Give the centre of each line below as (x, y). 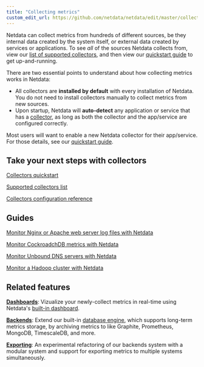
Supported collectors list (37, 187)
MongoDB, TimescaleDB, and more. (51, 333)
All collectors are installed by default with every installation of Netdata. (104, 91)
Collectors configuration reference (49, 199)
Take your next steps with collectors (76, 160)
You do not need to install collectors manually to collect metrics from (101, 97)
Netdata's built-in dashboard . (43, 308)
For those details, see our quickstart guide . (60, 141)
